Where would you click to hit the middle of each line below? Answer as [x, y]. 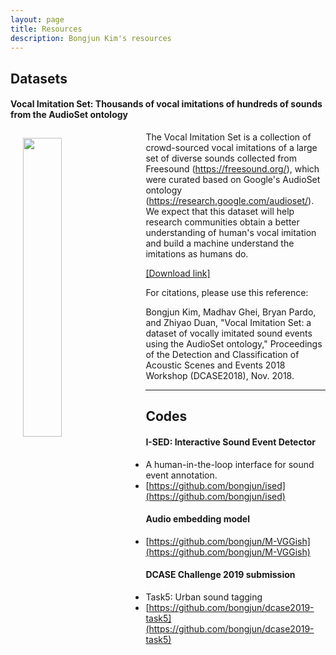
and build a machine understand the [220, 243]
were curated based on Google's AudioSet [233, 179]
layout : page [37, 19]
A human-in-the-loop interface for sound [230, 464]
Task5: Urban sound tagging [204, 597]
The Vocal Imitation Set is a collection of [228, 137]
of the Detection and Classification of [222, 354]
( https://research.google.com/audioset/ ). [230, 200]
